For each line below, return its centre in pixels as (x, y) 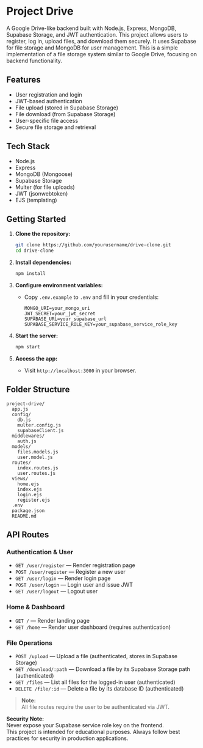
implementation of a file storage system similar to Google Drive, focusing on (101, 54)
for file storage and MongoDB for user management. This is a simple (92, 48)
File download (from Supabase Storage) (65, 114)
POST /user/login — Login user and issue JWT (74, 585)
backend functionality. (34, 61)
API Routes (28, 535)
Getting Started (36, 219)
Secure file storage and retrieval (55, 127)
